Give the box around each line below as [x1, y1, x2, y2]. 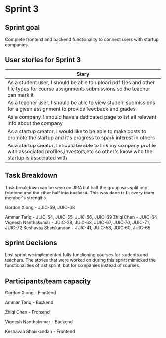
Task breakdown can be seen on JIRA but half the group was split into [5, 184, 148, 190]
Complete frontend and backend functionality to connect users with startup [5, 36, 159, 42]
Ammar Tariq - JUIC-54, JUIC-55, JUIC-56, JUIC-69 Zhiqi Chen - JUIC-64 [5, 214, 157, 220]
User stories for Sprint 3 [5, 56, 81, 64]
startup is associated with [7, 154, 68, 161]
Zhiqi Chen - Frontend [5, 309, 50, 315]
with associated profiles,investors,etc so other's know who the [7, 148, 153, 155]
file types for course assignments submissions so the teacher [7, 85, 151, 92]
